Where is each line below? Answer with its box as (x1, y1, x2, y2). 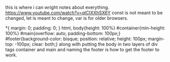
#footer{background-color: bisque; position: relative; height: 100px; (5, 36, 147, 42)
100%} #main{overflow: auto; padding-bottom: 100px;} (5, 30, 121, 36)
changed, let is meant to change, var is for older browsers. (5, 15, 129, 21)
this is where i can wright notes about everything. (5, 5, 110, 10)
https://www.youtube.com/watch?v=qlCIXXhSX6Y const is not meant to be (5, 10, 163, 16)
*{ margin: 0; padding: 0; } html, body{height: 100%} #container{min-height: (5, 25, 166, 31)
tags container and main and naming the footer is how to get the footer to (5, 47, 160, 52)
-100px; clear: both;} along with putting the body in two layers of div (14, 41, 158, 47)
